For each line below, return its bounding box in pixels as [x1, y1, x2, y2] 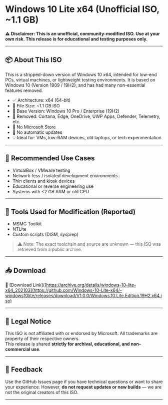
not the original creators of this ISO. [5, 389, 78, 395]
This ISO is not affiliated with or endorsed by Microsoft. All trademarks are [5, 331, 158, 336]
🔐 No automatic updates [12, 129, 62, 135]
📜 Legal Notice [5, 317, 51, 326]
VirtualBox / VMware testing [12, 167, 70, 173]
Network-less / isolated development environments [12, 172, 118, 178]
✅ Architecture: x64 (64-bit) [12, 97, 71, 103]
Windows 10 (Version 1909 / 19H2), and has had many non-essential [5, 82, 146, 88]
